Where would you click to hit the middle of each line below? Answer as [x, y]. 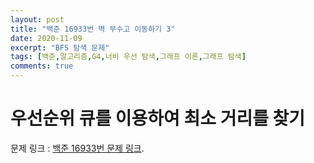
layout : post [37, 19]
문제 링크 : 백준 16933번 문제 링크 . [77, 148]
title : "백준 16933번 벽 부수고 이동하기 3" [93, 29]
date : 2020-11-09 [46, 38]
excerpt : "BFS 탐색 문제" [60, 47]
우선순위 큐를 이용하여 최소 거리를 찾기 [158, 118]
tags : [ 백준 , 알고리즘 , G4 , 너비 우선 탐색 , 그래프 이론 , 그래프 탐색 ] [128, 57]
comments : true [42, 66]
